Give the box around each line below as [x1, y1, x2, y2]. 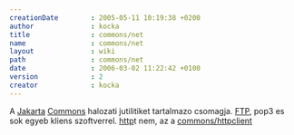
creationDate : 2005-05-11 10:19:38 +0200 [9, 13, 201, 23]
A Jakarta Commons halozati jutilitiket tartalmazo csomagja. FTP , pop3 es [9, 105, 285, 116]
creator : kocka [9, 81, 120, 90]
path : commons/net [9, 55, 144, 64]
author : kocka [9, 22, 120, 31]
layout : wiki [9, 47, 116, 56]
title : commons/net [9, 30, 144, 39]
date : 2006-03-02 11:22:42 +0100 [9, 64, 201, 73]
